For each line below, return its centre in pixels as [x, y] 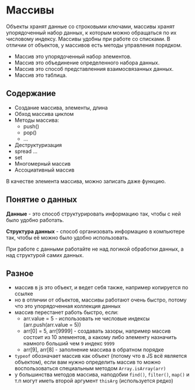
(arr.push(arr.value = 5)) [52, 325]
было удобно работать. [35, 220]
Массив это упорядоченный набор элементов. [73, 56]
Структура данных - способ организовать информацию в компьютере [95, 231]
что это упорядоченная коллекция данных [67, 306]
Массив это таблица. [41, 75]
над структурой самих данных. [45, 255]
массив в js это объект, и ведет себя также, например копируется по [101, 288]
